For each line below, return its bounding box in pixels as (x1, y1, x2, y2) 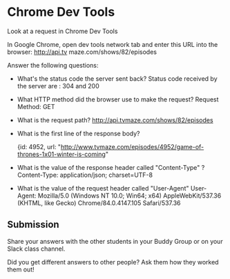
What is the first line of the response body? (17, 129, 140, 137)
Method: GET (17, 102, 55, 110)
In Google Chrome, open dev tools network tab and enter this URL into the (7, 40, 218, 48)
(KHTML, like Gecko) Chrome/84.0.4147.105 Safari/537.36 (17, 198, 181, 207)
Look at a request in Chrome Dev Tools (7, 27, 118, 35)
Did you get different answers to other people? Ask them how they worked (7, 258, 219, 266)
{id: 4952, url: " (17, 142, 61, 151)
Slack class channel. (7, 244, 66, 253)
